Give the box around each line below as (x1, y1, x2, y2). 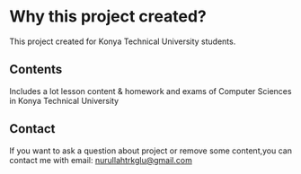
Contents (9, 62, 63, 77)
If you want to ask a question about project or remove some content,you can (9, 145, 292, 156)
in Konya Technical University (9, 95, 120, 106)
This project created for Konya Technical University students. (9, 36, 236, 47)
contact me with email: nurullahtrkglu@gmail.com (9, 154, 193, 165)
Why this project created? (9, 6, 207, 27)
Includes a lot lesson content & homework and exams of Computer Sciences (9, 85, 292, 96)
